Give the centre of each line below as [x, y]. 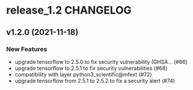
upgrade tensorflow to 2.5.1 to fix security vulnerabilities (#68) [91, 68]
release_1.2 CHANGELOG [69, 10]
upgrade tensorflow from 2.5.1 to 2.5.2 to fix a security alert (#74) [95, 81]
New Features [27, 49]
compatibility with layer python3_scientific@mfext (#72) [83, 74]
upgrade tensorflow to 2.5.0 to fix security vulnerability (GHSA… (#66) [101, 62]
